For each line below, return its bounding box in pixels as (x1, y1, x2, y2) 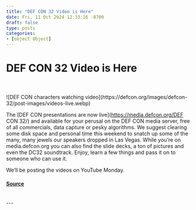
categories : (6, 31, 35, 37)
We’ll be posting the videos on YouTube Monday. (6, 166, 125, 173)
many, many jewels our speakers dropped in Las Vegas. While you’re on (6, 136, 181, 143)
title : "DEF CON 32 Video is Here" (6, 8, 94, 15)
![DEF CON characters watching (6, 93, 84, 100)
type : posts (6, 25, 35, 31)
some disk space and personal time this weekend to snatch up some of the (6, 130, 189, 137)
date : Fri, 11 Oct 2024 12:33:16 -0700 (6, 14, 104, 20)
